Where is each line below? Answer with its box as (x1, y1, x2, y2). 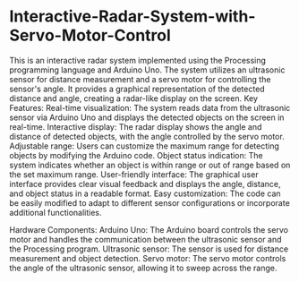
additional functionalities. (9, 207, 102, 218)
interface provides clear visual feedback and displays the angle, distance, (9, 178, 281, 189)
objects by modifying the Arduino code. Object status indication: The (9, 150, 263, 160)
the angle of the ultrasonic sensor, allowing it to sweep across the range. (9, 262, 278, 273)
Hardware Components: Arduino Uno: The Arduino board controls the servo (9, 224, 289, 235)
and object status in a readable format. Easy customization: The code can (9, 188, 281, 199)
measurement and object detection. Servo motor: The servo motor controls (9, 252, 286, 263)
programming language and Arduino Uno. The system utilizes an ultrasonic (9, 64, 286, 75)
